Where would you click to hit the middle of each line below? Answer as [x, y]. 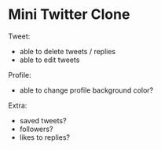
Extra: [18, 105]
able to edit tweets [49, 60]
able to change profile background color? [86, 90]
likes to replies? [45, 137]
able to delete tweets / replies [68, 51]
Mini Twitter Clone [69, 15]
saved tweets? [43, 120]
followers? [36, 129]
